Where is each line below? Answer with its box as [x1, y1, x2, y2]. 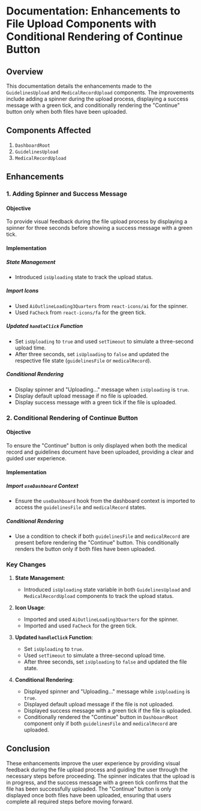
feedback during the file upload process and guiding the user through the [6, 766, 188, 773]
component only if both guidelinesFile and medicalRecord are [23, 720, 178, 727]
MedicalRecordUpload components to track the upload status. [23, 592, 174, 599]
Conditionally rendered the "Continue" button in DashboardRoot [23, 713, 178, 720]
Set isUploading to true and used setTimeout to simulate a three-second [14, 338, 194, 345]
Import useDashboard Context [6, 483, 79, 490]
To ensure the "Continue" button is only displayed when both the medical [6, 442, 187, 449]
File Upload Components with [6, 17, 157, 31]
